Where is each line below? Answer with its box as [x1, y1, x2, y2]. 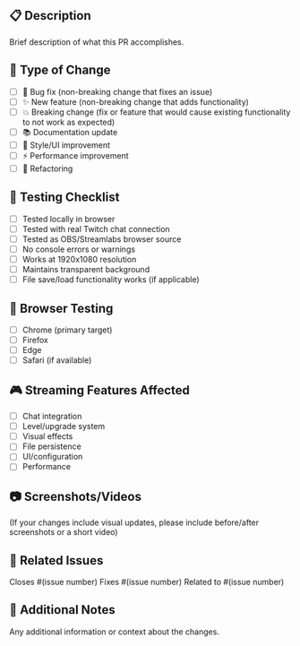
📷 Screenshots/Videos [9, 488, 141, 504]
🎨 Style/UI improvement [21, 139, 110, 151]
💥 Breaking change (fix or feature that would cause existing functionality [21, 107, 291, 117]
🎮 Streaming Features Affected [9, 383, 191, 398]
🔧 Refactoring [21, 163, 73, 174]
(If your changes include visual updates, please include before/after [9, 517, 260, 528]
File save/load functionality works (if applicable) [21, 274, 200, 285]
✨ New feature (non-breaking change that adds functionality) [21, 96, 249, 107]
